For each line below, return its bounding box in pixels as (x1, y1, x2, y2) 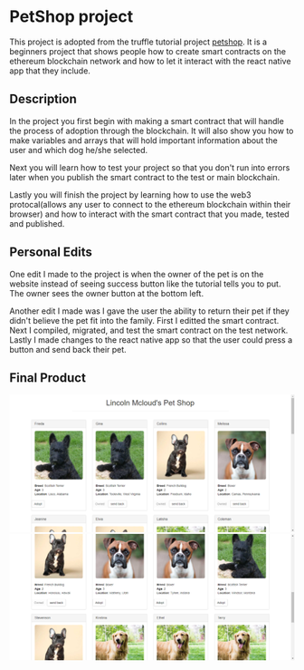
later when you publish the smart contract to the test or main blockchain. (9, 171, 280, 182)
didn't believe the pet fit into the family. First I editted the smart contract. (9, 315, 280, 325)
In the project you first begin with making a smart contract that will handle (9, 115, 285, 126)
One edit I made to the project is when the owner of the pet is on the (9, 268, 264, 279)
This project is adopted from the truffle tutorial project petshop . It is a (9, 36, 268, 47)
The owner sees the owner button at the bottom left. (9, 287, 204, 298)
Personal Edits (9, 245, 93, 260)
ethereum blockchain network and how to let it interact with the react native (9, 55, 291, 66)
